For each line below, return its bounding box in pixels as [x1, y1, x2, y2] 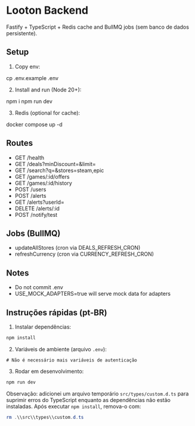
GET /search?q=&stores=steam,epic [14, 167, 104, 174]
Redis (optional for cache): [14, 109, 81, 117]
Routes [6, 138, 33, 148]
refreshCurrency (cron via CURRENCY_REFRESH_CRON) [14, 250, 154, 258]
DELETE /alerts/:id [14, 204, 60, 212]
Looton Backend [6, 4, 89, 17]
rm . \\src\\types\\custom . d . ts [6, 414, 84, 420]
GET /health [14, 154, 45, 161]
